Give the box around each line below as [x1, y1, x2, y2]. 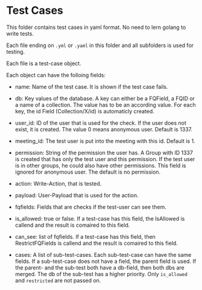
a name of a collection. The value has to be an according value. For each [14, 101, 196, 109]
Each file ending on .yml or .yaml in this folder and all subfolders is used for [6, 42, 194, 49]
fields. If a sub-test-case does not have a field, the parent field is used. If [14, 257, 197, 265]
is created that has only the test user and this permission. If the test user [14, 155, 195, 163]
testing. [6, 48, 25, 55]
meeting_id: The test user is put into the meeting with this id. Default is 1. [14, 137, 195, 145]
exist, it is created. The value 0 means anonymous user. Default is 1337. [14, 125, 193, 133]
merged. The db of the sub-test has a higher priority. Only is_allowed [14, 270, 188, 277]
